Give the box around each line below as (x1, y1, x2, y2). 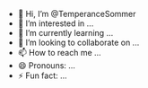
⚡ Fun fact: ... (17, 70, 67, 81)
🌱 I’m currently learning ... (17, 28, 114, 38)
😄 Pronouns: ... (17, 60, 76, 71)
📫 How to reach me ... (17, 48, 101, 57)
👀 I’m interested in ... (17, 18, 94, 29)
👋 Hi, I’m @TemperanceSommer (17, 9, 136, 19)
